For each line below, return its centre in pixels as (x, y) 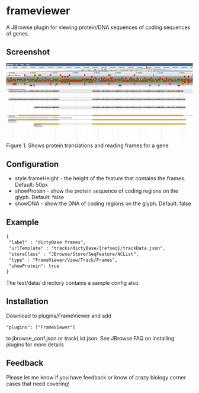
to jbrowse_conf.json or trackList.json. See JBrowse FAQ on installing (90, 338)
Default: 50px (31, 185)
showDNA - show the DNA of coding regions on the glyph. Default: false (103, 204)
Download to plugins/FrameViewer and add (59, 316)
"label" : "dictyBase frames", (47, 243)
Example (23, 222)
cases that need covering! (38, 384)
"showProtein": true (34, 266)
